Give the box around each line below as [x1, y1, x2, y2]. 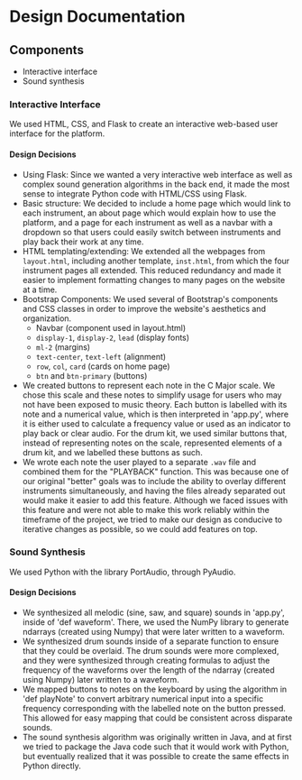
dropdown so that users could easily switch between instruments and [22, 226, 281, 237]
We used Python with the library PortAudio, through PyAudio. [9, 566, 236, 577]
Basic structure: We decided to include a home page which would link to [22, 197, 291, 208]
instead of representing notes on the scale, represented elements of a [22, 437, 282, 448]
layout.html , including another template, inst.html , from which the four [22, 255, 290, 266]
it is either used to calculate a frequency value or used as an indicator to [22, 418, 291, 429]
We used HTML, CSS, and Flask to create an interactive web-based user [9, 119, 279, 130]
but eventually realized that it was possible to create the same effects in [22, 751, 289, 761]
